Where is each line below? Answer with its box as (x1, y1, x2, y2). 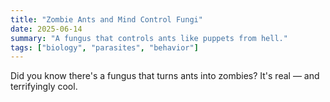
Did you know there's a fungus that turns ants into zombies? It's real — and (10, 70, 320, 82)
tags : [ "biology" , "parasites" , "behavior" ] (10, 42, 199, 53)
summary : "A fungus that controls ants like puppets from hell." (10, 33, 288, 43)
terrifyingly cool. (10, 81, 78, 93)
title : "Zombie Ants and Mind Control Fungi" (10, 14, 203, 25)
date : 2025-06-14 (10, 24, 83, 34)
